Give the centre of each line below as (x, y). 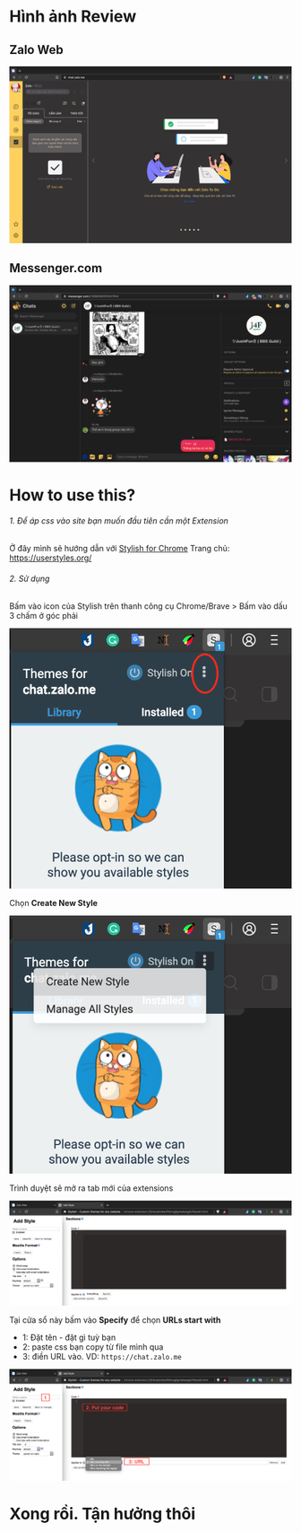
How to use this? (73, 495)
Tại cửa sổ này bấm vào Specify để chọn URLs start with (115, 1320)
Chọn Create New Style (54, 902)
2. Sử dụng (30, 578)
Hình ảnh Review (73, 17)
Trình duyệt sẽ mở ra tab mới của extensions (91, 1188)
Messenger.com (56, 268)
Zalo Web (37, 50)
